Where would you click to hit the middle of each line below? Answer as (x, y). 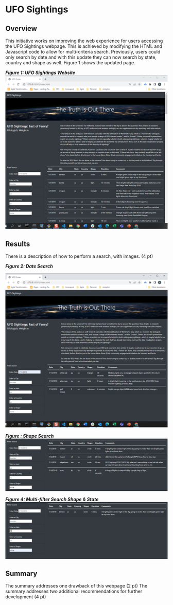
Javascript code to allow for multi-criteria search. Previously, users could (83, 52)
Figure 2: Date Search (29, 266)
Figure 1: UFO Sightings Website (40, 73)
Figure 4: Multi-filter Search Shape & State (52, 499)
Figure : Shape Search (30, 436)
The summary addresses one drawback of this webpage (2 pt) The (76, 585)
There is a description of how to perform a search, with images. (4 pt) (79, 256)
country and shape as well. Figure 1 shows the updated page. (70, 63)
